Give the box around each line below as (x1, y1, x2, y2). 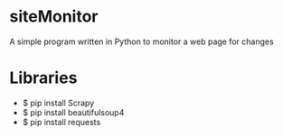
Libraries (9, 68, 78, 88)
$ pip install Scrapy (22, 97, 95, 108)
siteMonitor (9, 6, 99, 27)
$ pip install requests (22, 116, 101, 127)
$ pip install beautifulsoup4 (22, 106, 125, 118)
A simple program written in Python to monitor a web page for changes (9, 36, 274, 47)
